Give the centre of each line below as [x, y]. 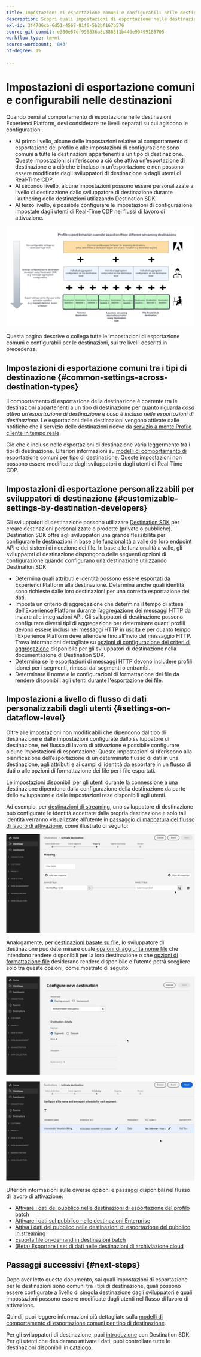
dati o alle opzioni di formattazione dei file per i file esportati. [81, 770]
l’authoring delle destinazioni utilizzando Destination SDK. [86, 199]
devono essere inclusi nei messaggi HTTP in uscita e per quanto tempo [103, 629]
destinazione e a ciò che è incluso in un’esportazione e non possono [99, 166]
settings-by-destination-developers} [77, 508]
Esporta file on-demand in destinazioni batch [70, 1239]
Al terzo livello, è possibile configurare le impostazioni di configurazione [103, 205]
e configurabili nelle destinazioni [89, 100]
